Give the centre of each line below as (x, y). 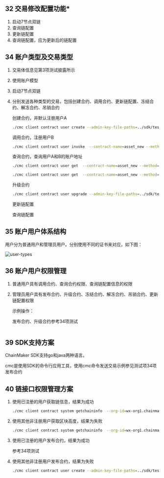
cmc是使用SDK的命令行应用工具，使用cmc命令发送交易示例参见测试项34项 (81, 366)
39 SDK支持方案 (30, 343)
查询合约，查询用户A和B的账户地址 (47, 157)
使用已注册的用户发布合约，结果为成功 (51, 440)
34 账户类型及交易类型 (39, 57)
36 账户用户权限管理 (36, 271)
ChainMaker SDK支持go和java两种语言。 (46, 355)
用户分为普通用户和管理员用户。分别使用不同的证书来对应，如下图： (74, 244)
